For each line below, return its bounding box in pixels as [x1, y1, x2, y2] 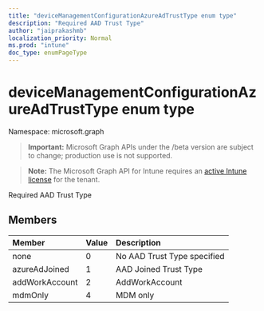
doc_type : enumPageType [8, 49, 88, 57]
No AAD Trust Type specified [115, 250, 225, 261]
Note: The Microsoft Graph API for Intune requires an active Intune [27, 165, 247, 176]
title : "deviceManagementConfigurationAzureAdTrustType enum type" [8, 11, 238, 20]
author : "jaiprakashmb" [8, 26, 88, 34]
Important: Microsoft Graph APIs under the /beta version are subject [27, 142, 254, 152]
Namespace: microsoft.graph [8, 126, 104, 136]
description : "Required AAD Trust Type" [8, 19, 145, 27]
